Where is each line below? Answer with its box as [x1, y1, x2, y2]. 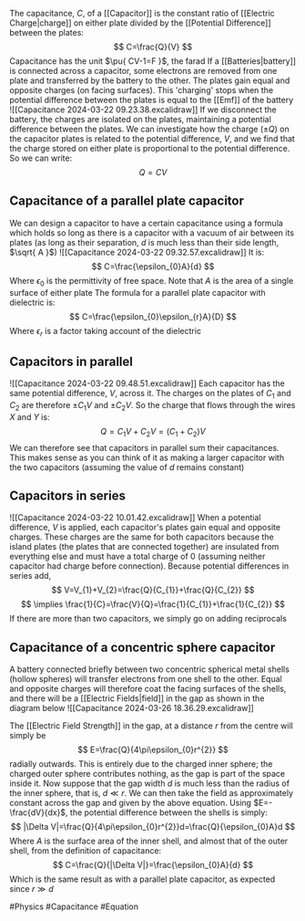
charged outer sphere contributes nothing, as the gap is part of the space [9, 769, 286, 780]
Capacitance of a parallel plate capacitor [9, 194, 244, 209]
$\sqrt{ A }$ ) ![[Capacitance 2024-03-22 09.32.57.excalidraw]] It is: [9, 246, 265, 257]
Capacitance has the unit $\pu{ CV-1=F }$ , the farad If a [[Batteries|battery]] [9, 56, 297, 67]
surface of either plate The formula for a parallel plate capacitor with [9, 287, 266, 298]
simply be [9, 730, 46, 741]
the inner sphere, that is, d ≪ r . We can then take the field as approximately [9, 788, 294, 799]
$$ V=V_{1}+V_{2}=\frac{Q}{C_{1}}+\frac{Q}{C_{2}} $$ [51, 584, 255, 596]
